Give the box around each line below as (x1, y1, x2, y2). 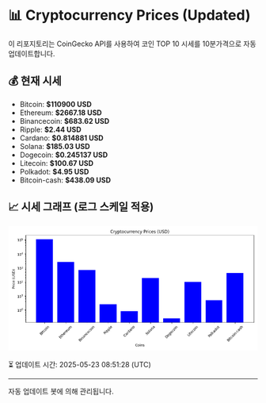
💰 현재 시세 (8, 75, 62, 88)
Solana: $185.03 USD (19, 141, 90, 151)
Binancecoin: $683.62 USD (19, 116, 110, 125)
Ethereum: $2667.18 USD (19, 108, 102, 117)
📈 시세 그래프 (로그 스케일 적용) (8, 200, 154, 214)
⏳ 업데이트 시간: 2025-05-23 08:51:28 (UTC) (8, 359, 152, 369)
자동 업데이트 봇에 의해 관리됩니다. (8, 386, 114, 396)
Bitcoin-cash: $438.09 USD (19, 175, 112, 185)
